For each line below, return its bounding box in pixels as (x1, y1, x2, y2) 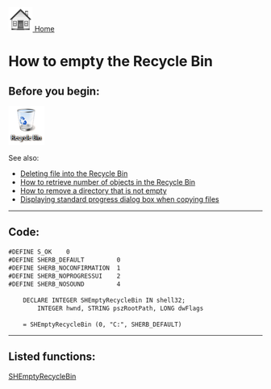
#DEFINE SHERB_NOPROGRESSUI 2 (8, 272, 121, 280)
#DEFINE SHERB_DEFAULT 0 (8, 256, 121, 264)
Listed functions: (8, 350, 96, 364)
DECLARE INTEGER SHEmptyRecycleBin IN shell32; (23, 296, 186, 304)
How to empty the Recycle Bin (8, 52, 214, 71)
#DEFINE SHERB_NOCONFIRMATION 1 (8, 264, 121, 272)
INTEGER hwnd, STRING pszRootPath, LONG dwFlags (37, 304, 204, 312)
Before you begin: (8, 84, 100, 98)
